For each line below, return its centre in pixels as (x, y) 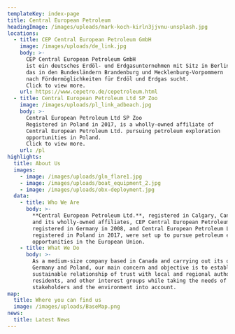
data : (22, 196)
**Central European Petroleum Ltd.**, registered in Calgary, (125, 216)
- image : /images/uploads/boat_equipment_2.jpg (90, 183)
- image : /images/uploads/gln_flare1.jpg (81, 176)
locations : (23, 33)
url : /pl (33, 151)
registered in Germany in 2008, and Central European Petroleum (128, 228)
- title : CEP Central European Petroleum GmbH (83, 40)
